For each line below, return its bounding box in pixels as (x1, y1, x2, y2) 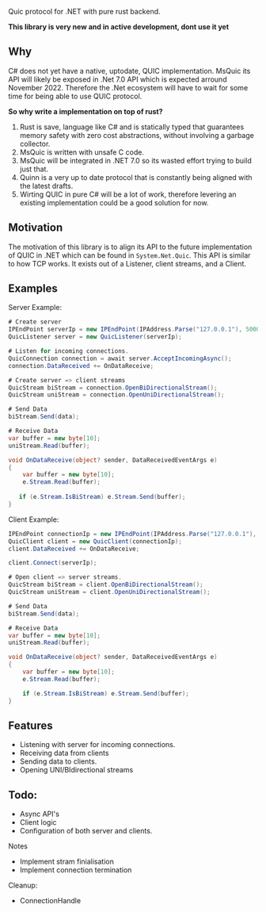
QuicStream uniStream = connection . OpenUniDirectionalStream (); (8, 391, 225, 399)
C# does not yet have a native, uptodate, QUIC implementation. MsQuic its (8, 66, 251, 75)
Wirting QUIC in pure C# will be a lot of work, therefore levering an (19, 190, 237, 199)
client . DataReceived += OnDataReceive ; (8, 545, 140, 553)
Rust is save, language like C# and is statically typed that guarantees (19, 122, 245, 132)
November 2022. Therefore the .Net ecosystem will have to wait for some (8, 82, 249, 92)
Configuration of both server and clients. (19, 826, 153, 836)
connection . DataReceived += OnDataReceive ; (8, 362, 154, 370)
